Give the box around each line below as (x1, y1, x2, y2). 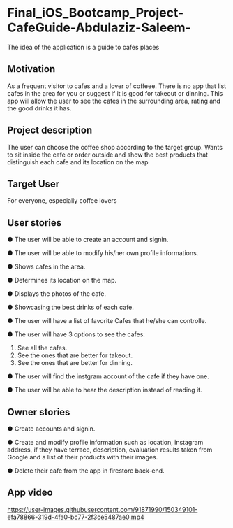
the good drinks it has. (7, 104, 72, 113)
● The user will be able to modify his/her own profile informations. (7, 249, 199, 257)
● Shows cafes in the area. (7, 262, 86, 271)
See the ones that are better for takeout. (17, 351, 133, 359)
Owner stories (7, 406, 70, 418)
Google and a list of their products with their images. (7, 453, 158, 461)
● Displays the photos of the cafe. (7, 290, 107, 298)
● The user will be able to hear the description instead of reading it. (7, 386, 202, 394)
